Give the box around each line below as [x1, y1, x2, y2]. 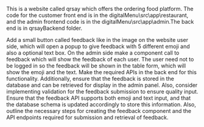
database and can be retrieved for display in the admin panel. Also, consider [6, 81, 198, 89]
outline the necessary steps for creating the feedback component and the [6, 108, 192, 114]
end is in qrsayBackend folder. [6, 24, 83, 32]
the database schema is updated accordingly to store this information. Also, [6, 101, 196, 108]
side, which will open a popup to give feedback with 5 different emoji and [6, 43, 190, 50]
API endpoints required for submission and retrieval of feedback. [6, 114, 169, 121]
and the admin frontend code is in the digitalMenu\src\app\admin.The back [6, 18, 194, 25]
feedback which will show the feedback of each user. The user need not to [6, 56, 194, 63]
